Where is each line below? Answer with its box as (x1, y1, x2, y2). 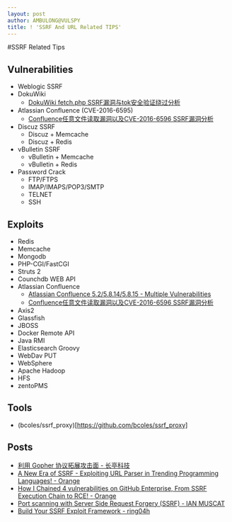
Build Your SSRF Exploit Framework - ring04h (17, 506, 151, 515)
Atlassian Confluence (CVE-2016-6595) (17, 106, 134, 115)
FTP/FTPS (28, 175, 59, 184)
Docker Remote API (17, 329, 75, 337)
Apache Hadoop (17, 366, 66, 375)
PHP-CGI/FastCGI (17, 260, 69, 268)
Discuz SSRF (17, 123, 55, 131)
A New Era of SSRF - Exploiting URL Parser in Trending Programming (17, 469, 219, 477)
